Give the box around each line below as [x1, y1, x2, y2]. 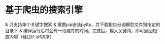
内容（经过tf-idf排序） [9, 34, 54, 40]
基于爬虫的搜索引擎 [5, 4, 83, 16]
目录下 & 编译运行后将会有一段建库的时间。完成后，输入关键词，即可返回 [5, 27, 153, 33]
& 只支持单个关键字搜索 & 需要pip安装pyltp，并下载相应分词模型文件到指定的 [5, 22, 161, 27]
